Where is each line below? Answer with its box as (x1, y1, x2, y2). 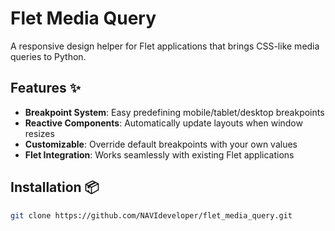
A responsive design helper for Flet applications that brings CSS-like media (10, 40, 320, 52)
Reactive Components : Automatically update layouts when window (24, 117, 303, 129)
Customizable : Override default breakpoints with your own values (24, 138, 298, 150)
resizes (24, 127, 55, 139)
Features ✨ (10, 80, 81, 97)
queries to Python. (10, 50, 87, 62)
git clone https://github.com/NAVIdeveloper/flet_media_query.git (10, 210, 293, 221)
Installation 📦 (10, 179, 100, 196)
